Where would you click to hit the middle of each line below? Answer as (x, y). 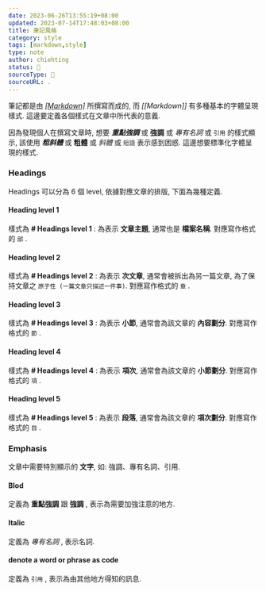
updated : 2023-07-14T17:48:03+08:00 (69, 23)
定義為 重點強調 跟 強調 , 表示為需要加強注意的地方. (92, 504)
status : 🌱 (25, 67)
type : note (26, 52)
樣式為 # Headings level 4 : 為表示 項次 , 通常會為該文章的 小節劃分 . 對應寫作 (133, 370)
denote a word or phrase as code (64, 560)
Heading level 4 (35, 351)
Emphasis (28, 448)
